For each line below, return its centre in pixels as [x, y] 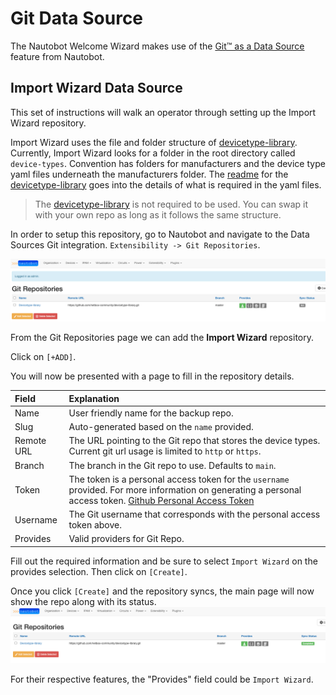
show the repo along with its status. [83, 601]
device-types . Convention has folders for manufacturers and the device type [168, 163]
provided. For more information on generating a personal [185, 489]
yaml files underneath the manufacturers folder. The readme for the [149, 174]
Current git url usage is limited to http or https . [165, 451]
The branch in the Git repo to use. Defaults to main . [172, 465]
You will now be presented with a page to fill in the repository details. [152, 376]
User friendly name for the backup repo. [151, 413]
